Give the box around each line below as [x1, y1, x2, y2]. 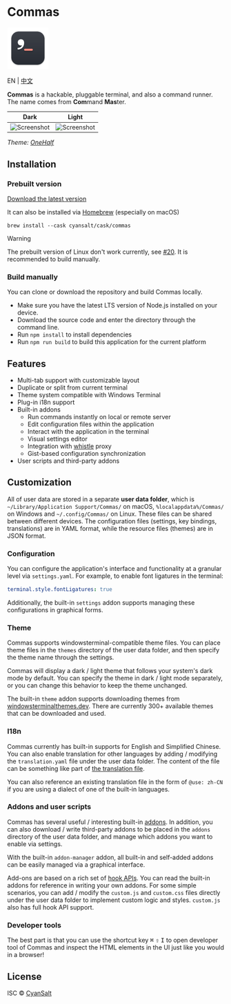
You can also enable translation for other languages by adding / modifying [7, 750, 218, 758]
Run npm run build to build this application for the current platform [17, 338, 207, 346]
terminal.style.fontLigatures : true [7, 586, 112, 593]
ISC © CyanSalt [7, 989, 52, 997]
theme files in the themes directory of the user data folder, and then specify [7, 646, 220, 654]
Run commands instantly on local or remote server [27, 412, 171, 421]
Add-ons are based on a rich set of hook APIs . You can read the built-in [7, 874, 210, 882]
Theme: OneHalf [7, 139, 54, 147]
